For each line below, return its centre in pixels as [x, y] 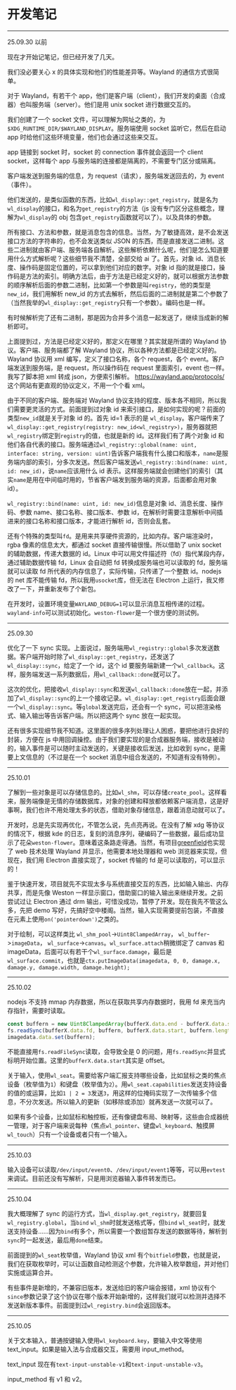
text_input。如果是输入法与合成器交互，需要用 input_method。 [98, 1349]
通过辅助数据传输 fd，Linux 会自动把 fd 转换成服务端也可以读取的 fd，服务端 [118, 562]
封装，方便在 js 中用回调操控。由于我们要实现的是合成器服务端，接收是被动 [116, 739]
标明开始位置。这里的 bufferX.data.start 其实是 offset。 [88, 1060]
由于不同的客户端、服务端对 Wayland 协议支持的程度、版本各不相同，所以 [114, 400]
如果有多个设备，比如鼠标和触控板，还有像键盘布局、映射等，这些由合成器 [115, 1117]
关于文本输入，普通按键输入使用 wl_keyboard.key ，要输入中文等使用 [105, 1340]
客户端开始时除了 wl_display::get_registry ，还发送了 [97, 657]
